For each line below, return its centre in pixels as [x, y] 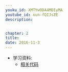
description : [19, 19]
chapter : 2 [17, 33]
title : [12, 38]
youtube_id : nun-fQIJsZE [32, 15]
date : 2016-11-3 [22, 43]
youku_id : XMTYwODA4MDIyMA [34, 10]
